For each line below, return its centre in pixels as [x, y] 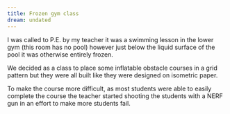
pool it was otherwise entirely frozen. [60, 54]
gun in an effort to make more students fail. [69, 103]
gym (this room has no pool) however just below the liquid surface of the [111, 47]
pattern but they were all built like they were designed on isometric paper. [113, 75]
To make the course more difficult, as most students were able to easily [109, 88]
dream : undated [29, 20]
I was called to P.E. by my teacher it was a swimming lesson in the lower [110, 39]
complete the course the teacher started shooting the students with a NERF [115, 96]
